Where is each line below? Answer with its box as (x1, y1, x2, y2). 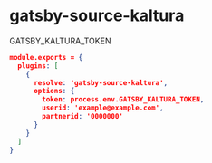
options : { (33, 87, 75, 96)
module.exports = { (9, 53, 83, 62)
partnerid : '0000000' (42, 112, 124, 121)
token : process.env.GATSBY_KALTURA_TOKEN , (42, 95, 205, 104)
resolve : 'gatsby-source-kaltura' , (33, 78, 169, 87)
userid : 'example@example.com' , (42, 103, 165, 113)
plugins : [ (17, 61, 59, 71)
